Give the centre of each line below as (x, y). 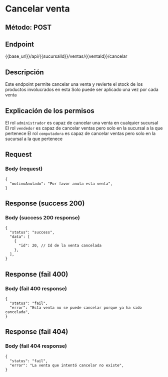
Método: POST (28, 27)
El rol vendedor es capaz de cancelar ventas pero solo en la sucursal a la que (84, 128)
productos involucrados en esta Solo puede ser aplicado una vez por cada (82, 90)
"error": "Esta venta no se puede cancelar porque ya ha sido (76, 308)
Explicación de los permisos (50, 111)
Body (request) (24, 169)
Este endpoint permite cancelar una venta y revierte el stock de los (74, 84)
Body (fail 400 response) (36, 288)
